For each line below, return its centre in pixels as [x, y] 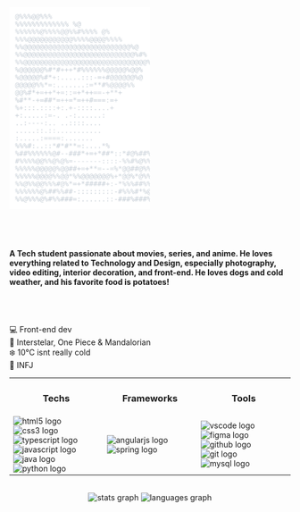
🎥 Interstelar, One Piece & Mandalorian [80, 342]
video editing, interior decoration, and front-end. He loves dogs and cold [146, 273]
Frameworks [150, 399]
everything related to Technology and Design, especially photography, [143, 263]
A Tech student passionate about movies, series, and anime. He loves [141, 253]
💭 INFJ [21, 365]
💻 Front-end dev [41, 329]
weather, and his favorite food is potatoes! [89, 282]
